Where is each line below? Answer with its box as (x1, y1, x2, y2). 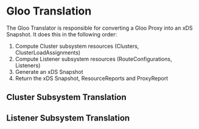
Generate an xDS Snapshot (15, 68, 83, 75)
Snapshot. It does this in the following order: (6, 30, 117, 38)
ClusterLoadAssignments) (15, 48, 81, 56)
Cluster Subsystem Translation (6, 92, 127, 102)
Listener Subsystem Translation (6, 113, 130, 123)
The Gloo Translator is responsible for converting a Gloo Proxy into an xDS (6, 24, 193, 31)
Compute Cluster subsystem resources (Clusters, (15, 42, 139, 50)
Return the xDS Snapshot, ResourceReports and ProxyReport (15, 74, 169, 82)
